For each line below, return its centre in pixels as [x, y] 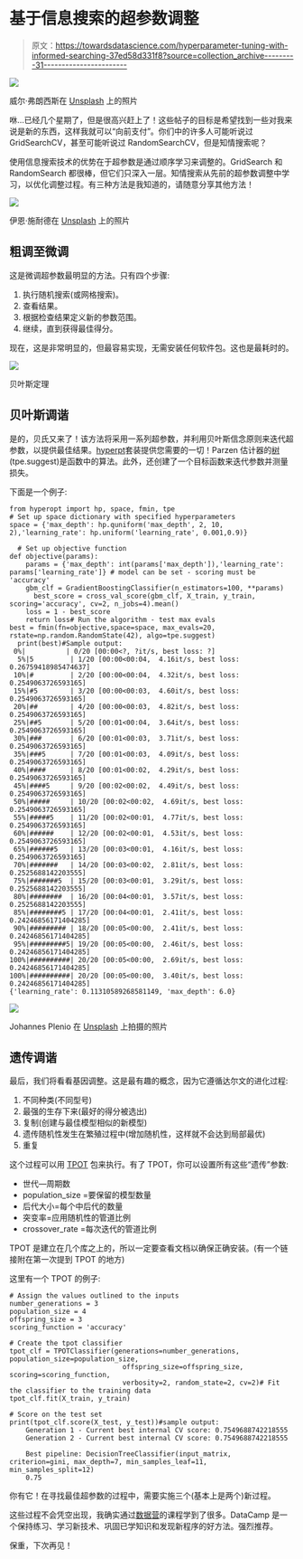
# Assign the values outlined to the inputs [94, 1296]
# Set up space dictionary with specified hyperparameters [123, 516]
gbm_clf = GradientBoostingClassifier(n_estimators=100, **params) [155, 588]
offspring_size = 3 [46, 1320]
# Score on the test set [56, 1415]
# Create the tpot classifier [66, 1344]
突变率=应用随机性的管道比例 [77, 1218]
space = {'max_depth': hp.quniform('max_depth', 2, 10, [116, 524]
